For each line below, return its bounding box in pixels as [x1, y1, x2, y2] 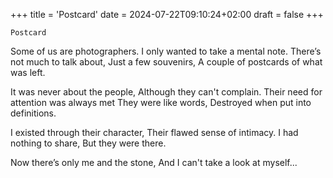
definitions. [10, 107, 57, 119]
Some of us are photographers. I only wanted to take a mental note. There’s [10, 45, 322, 57]
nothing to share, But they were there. [10, 137, 167, 149]
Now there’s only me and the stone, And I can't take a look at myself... [10, 157, 298, 168]
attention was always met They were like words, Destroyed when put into [10, 97, 312, 108]
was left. [10, 67, 46, 78]
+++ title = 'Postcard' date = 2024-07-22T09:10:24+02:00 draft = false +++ [10, 9, 324, 20]
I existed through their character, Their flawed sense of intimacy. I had [10, 127, 299, 138]
